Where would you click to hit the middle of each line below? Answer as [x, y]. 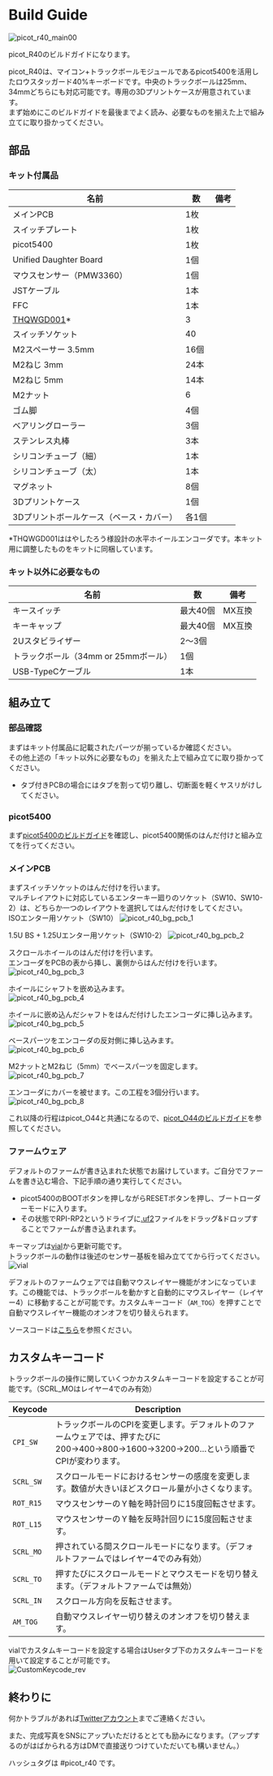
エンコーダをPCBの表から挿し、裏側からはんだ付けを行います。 [115, 963]
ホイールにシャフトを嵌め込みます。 [69, 989]
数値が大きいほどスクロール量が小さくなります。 [164, 1488]
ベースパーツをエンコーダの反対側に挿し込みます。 [93, 1041]
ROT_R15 [27, 1503]
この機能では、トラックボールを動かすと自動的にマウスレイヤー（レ [136, 1292]
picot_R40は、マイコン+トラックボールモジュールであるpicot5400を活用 [130, 71]
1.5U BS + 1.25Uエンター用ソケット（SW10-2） [87, 935]
